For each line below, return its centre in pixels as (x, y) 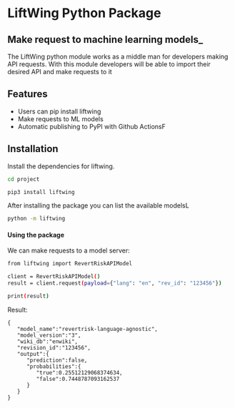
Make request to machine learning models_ (105, 40)
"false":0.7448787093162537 (78, 379)
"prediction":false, (57, 360)
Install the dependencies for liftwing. (61, 166)
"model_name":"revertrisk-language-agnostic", (87, 329)
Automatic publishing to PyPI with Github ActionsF (92, 126)
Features (27, 94)
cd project (24, 179)
